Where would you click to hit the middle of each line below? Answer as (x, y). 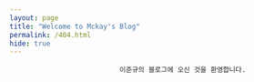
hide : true (30, 43)
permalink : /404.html (51, 35)
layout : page (34, 18)
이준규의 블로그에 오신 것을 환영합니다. (183, 70)
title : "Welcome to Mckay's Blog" (75, 26)
